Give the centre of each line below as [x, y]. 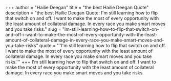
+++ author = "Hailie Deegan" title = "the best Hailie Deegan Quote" [77, 7]
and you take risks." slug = [33, 29]
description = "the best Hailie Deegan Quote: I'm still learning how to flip [81, 13]
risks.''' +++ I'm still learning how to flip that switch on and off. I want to [81, 62]
